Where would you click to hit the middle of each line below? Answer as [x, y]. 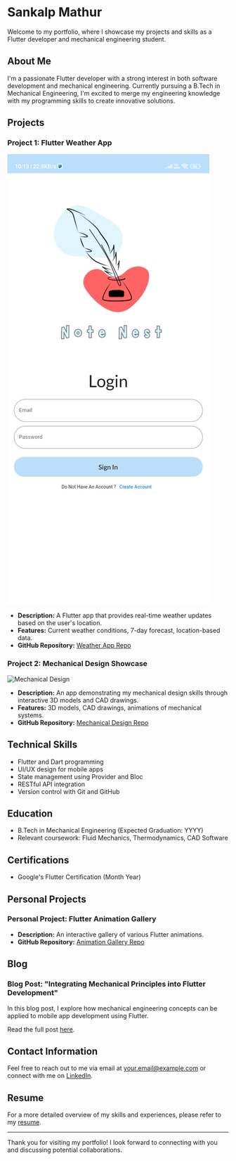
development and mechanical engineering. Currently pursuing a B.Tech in [114, 86]
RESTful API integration [51, 784]
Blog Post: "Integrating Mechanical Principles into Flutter [106, 984]
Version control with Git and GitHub [68, 791]
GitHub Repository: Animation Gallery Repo [81, 942]
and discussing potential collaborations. [65, 1150]
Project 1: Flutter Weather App [60, 143]
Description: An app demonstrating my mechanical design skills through [123, 693]
